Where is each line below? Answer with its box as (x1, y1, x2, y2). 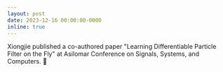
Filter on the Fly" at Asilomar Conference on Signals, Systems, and (7, 50, 200, 58)
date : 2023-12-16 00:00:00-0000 (7, 17, 102, 24)
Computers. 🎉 (7, 57, 48, 66)
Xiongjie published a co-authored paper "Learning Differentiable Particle (7, 43, 217, 51)
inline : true (7, 23, 46, 30)
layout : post (7, 10, 46, 17)
